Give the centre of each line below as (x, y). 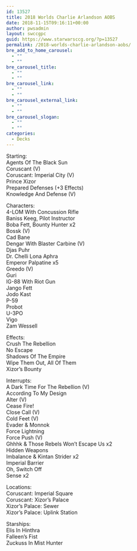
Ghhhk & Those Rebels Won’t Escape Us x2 (59, 444)
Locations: (19, 487)
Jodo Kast (19, 294)
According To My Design (36, 393)
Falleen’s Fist (22, 536)
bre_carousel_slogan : (33, 117)
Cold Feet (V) (22, 418)
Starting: (17, 156)
